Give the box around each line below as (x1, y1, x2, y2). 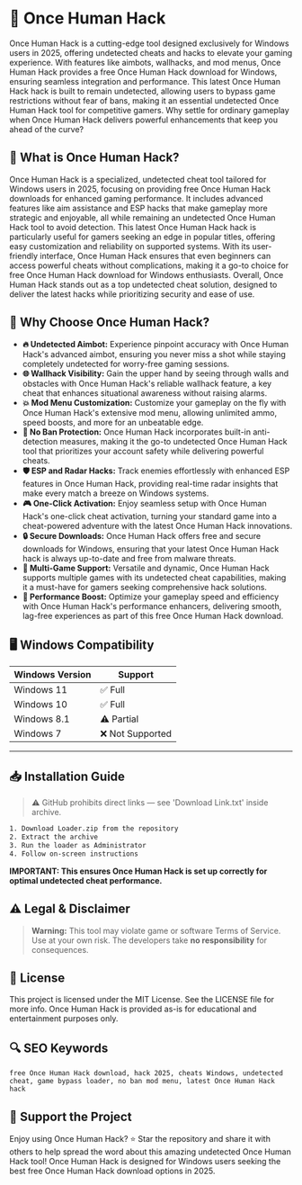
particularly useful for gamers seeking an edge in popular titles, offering (9, 231, 276, 242)
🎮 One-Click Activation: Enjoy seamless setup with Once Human (22, 498, 267, 508)
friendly (9, 250, 39, 261)
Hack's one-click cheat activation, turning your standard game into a (22, 510, 277, 521)
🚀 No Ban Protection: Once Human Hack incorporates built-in (22, 426, 252, 437)
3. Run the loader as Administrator (9, 840, 147, 849)
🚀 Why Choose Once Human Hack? (9, 315, 209, 330)
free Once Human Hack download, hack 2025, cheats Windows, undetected (9, 1069, 283, 1078)
